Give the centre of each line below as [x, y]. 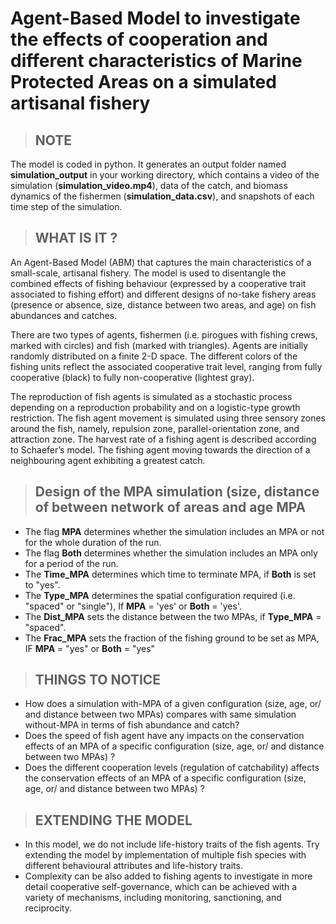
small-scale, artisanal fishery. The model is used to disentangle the [148, 273]
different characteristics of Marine [156, 61]
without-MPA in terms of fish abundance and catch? [132, 725]
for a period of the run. [71, 563]
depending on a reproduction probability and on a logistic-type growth [155, 407]
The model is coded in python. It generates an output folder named [148, 164]
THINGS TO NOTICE [98, 680]
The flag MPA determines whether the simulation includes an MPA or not [174, 531]
